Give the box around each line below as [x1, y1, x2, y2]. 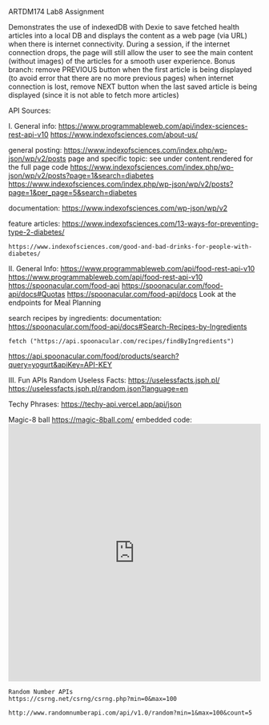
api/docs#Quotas [8, 290, 66, 298]
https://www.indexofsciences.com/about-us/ [50, 130, 199, 139]
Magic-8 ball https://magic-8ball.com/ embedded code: [8, 415, 192, 424]
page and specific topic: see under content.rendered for [67, 154, 254, 163]
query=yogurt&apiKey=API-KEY [8, 360, 113, 369]
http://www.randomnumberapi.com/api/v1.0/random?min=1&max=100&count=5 [8, 709, 252, 717]
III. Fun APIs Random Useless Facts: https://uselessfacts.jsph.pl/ [8, 375, 220, 385]
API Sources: [8, 106, 51, 115]
